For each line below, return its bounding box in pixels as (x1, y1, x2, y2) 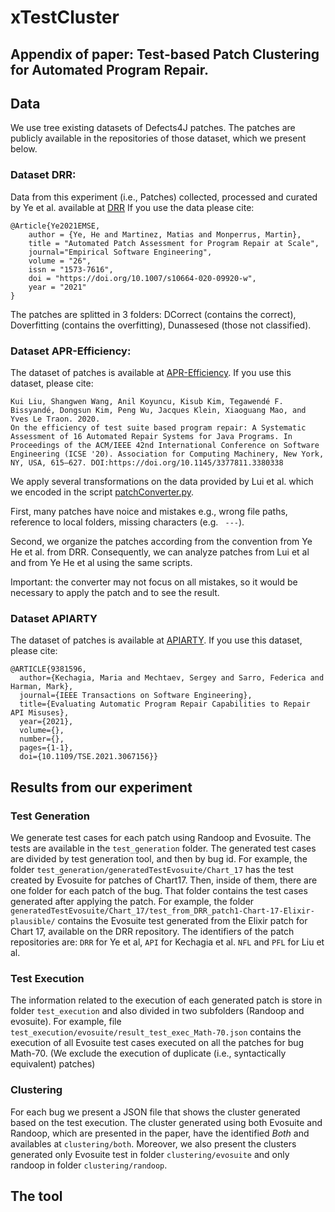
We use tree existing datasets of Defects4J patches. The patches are (10, 122, 296, 134)
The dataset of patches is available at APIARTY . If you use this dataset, (10, 634, 303, 646)
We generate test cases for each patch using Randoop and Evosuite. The (10, 831, 312, 843)
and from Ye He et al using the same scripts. (10, 556, 193, 568)
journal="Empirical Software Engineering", (28, 247, 213, 257)
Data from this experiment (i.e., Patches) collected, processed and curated (10, 191, 318, 203)
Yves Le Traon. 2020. (10, 414, 101, 424)
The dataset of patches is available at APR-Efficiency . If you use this (10, 366, 292, 378)
